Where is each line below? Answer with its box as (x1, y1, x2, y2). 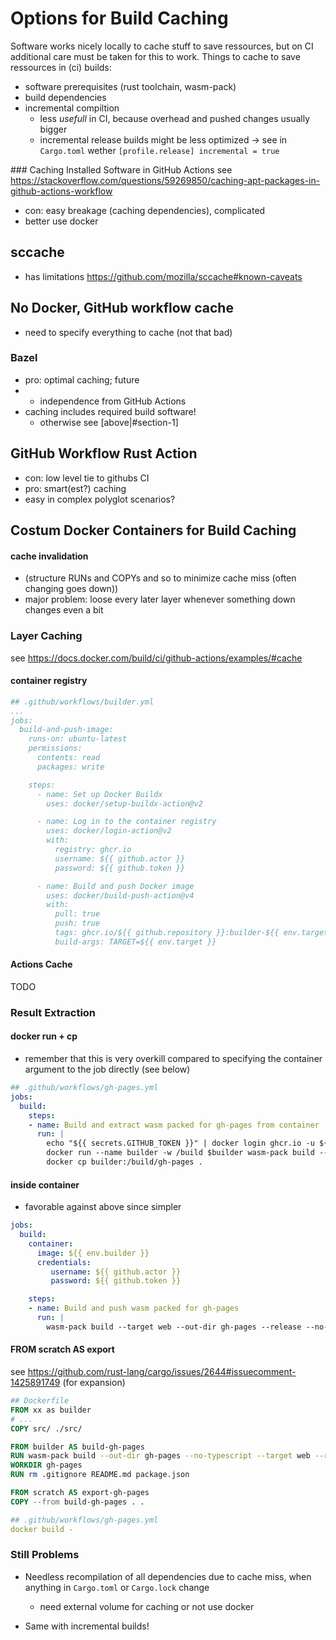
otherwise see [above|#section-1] (39, 416, 179, 428)
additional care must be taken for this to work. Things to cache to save (10, 50, 301, 62)
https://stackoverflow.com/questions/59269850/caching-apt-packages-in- (10, 174, 321, 186)
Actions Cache (10, 958, 73, 971)
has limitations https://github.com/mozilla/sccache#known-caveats (24, 270, 303, 282)
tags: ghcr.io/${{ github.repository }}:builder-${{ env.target (54, 928, 329, 938)
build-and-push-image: (19, 725, 114, 735)
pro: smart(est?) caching (24, 482, 127, 494)
